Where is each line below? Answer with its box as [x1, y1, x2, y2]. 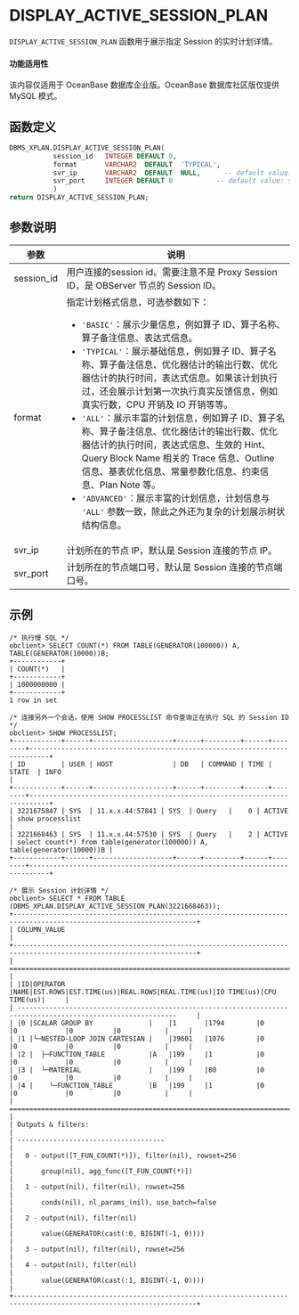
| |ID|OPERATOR [9, 979, 66, 989]
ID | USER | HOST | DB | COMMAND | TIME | [17, 759, 273, 769]
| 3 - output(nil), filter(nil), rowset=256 [9, 1245, 185, 1254]
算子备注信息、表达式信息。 [81, 331, 198, 344]
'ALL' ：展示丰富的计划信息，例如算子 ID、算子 [81, 412, 277, 424]
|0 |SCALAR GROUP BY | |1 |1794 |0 [17, 1018, 265, 1027]
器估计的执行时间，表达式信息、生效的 [81, 438, 243, 451]
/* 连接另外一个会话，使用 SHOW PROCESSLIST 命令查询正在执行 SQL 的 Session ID [9, 713, 289, 722]
